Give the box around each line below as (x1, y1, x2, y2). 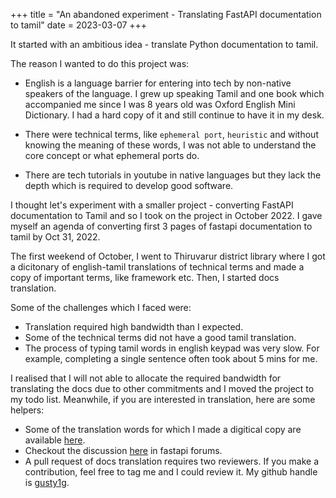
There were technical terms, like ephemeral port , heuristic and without (24, 129, 319, 140)
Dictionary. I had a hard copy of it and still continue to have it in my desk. (24, 109, 325, 121)
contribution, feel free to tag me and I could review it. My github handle (24, 466, 318, 478)
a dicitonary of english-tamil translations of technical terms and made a (10, 261, 305, 273)
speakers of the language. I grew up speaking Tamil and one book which (24, 88, 325, 99)
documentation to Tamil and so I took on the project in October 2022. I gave (10, 210, 323, 221)
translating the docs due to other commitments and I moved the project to (10, 383, 315, 394)
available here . (24, 434, 86, 446)
